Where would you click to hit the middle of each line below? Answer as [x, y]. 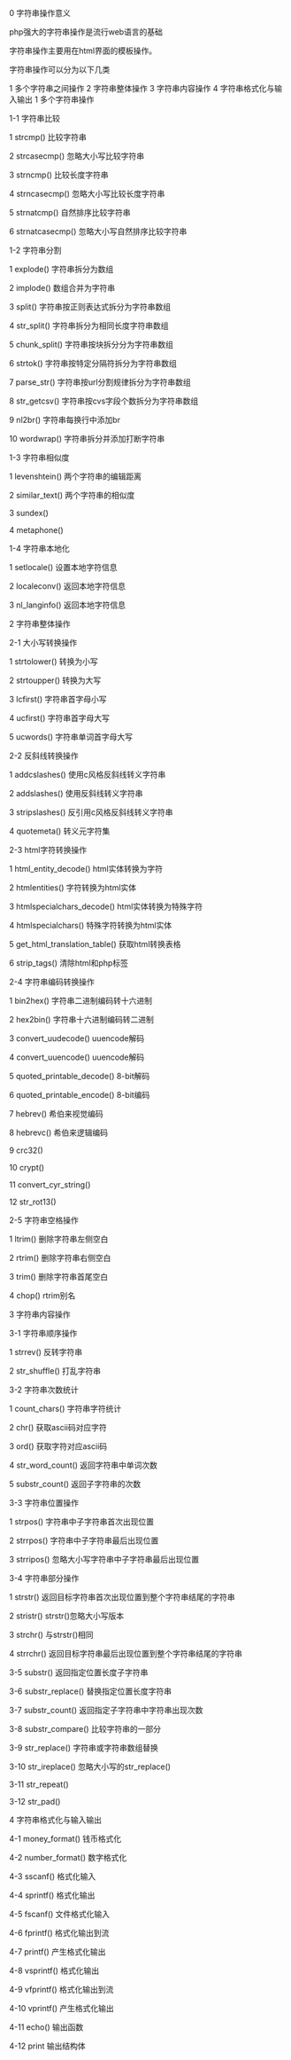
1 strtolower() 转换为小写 [54, 662]
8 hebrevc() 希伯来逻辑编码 [59, 1132]
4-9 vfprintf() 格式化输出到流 [61, 1990]
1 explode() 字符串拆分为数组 [61, 269]
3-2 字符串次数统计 [44, 1390]
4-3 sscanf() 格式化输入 [53, 1876]
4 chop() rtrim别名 [42, 1296]
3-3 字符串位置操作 [44, 1503]
